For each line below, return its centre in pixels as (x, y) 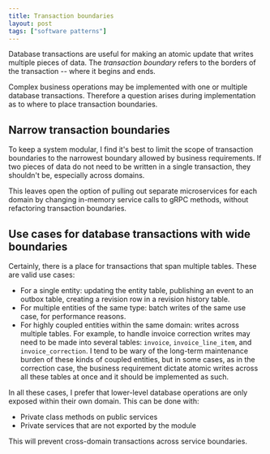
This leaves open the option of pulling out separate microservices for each (133, 191)
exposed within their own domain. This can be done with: (104, 401)
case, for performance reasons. (73, 316)
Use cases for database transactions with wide (130, 233)
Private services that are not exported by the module (108, 426)
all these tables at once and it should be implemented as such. (124, 377)
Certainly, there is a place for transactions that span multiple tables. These (133, 266)
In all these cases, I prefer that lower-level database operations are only (128, 392)
